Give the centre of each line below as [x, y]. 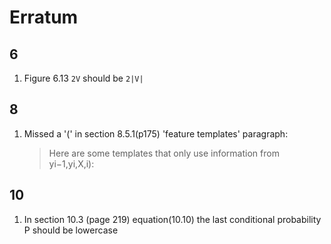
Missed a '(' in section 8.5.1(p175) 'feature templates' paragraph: [156, 133]
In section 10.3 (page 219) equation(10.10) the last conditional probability [172, 219]
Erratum [44, 17]
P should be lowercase [71, 230]
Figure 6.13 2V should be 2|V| [83, 78]
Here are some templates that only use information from [164, 153]
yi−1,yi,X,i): [71, 163]
